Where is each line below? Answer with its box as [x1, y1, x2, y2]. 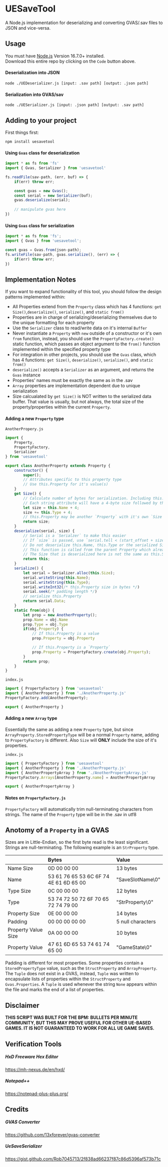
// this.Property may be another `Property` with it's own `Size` [23, 514, 164, 520]
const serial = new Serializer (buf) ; [14, 193, 93, 198]
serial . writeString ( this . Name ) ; [23, 575, 91, 580]
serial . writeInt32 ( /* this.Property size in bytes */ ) [23, 584, 140, 590]
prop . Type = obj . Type [23, 622, 68, 627]
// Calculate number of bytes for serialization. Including [23, 495, 151, 501]
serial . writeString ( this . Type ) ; [23, 580, 91, 585]
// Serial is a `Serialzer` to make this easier [23, 533, 126, 538]
